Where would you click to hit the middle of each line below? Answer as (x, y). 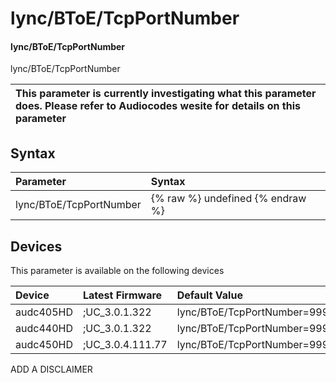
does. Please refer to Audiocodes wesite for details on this (158, 106)
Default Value (209, 295)
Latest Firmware (122, 295)
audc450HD (44, 345)
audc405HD (44, 312)
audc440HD (44, 329)
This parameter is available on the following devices (117, 271)
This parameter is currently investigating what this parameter (166, 94)
